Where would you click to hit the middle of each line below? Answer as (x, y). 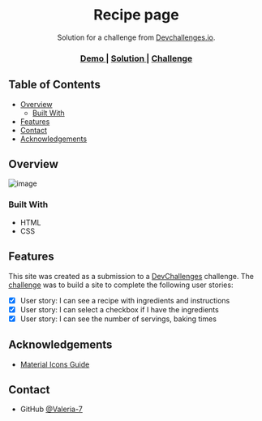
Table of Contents (55, 85)
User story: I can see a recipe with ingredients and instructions (125, 300)
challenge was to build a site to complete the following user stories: (121, 285)
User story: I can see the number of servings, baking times (118, 319)
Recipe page (136, 15)
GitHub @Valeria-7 (51, 409)
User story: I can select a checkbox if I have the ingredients (119, 309)
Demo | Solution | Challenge (136, 58)
